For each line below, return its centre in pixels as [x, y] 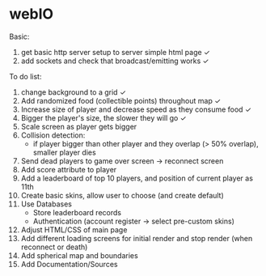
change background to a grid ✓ [73, 92]
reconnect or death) [54, 247]
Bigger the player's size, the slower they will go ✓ [103, 117]
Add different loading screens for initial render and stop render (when [137, 238]
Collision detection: [53, 135]
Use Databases [46, 204]
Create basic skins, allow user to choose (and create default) [122, 195]
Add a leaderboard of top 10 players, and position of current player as [137, 178]
